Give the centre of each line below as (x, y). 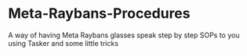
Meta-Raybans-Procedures (99, 14)
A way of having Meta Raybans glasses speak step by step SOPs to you (124, 35)
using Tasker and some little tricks (64, 43)
